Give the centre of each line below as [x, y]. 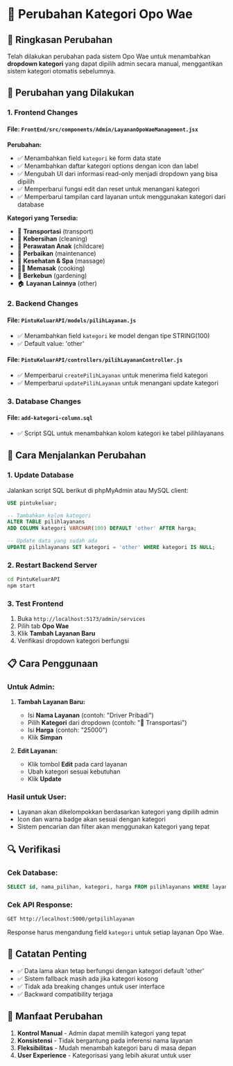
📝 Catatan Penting [47, 954]
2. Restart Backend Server [52, 565]
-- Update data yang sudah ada [52, 541]
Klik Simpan [45, 737]
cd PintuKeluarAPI [34, 579]
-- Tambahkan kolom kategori [49, 516]
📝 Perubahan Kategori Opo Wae [100, 14]
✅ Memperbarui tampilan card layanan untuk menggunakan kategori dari [121, 196]
